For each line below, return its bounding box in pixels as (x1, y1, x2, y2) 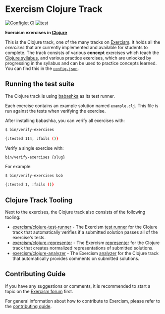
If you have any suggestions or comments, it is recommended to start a (5, 283, 151, 289)
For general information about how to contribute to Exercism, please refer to (5, 298, 161, 304)
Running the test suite (5, 80, 75, 88)
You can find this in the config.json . (5, 65, 79, 71)
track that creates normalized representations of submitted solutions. (12, 245, 154, 251)
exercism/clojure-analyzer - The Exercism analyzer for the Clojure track (12, 250, 159, 256)
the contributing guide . (5, 303, 52, 309)
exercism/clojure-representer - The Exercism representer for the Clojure (12, 240, 160, 246)
